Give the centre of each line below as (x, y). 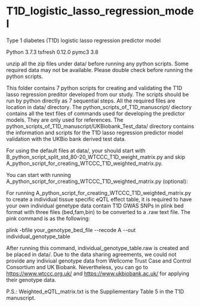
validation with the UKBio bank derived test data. (66, 139)
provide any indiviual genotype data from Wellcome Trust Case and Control (99, 261)
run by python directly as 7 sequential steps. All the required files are (91, 101)
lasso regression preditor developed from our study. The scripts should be (98, 94)
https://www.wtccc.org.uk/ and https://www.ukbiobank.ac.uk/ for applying (98, 273)
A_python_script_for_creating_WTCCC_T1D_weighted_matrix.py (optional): (97, 181)
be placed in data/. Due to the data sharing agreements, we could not (91, 254)
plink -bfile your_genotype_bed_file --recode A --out (71, 230)
